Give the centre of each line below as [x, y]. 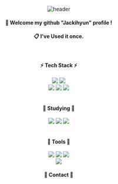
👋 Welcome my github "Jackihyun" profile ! [59, 22]
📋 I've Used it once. [59, 36]
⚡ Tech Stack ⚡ [59, 65]
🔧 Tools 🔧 [59, 142]
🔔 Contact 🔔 [59, 175]
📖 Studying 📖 [59, 108]
